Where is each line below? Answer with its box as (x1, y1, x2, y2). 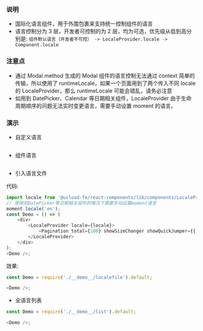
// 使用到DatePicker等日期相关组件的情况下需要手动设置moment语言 (6, 200, 157, 206)
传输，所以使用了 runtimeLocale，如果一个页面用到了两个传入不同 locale (14, 80, 196, 87)
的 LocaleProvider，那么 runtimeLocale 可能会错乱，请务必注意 (14, 87, 172, 94)
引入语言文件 (14, 169, 47, 177)
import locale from (6, 194, 56, 200)
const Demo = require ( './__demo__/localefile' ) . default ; (6, 274, 153, 280)
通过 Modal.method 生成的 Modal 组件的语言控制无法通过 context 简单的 (14, 72, 195, 79)
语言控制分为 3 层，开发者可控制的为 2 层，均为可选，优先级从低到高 (14, 28, 187, 35)
